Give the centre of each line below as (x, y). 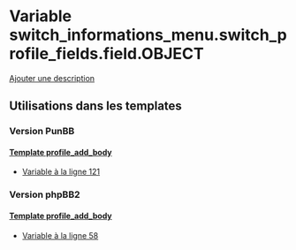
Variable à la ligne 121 (61, 172)
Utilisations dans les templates (96, 106)
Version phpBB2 (45, 194)
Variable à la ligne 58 (60, 235)
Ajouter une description (52, 78)
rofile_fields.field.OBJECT (107, 54)
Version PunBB (42, 132)
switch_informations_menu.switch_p (148, 35)
